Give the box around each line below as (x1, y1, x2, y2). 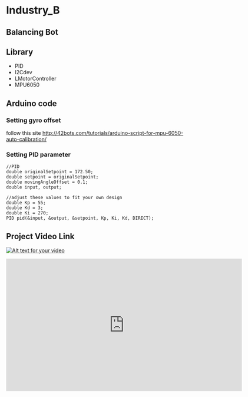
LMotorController (14, 75, 57, 82)
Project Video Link (6, 231, 75, 241)
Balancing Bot (6, 27, 58, 37)
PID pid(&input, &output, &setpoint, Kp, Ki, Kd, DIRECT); (6, 216, 154, 221)
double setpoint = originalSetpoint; (6, 174, 99, 180)
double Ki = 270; (6, 210, 49, 216)
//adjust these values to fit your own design (6, 195, 123, 201)
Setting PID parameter (6, 151, 71, 158)
